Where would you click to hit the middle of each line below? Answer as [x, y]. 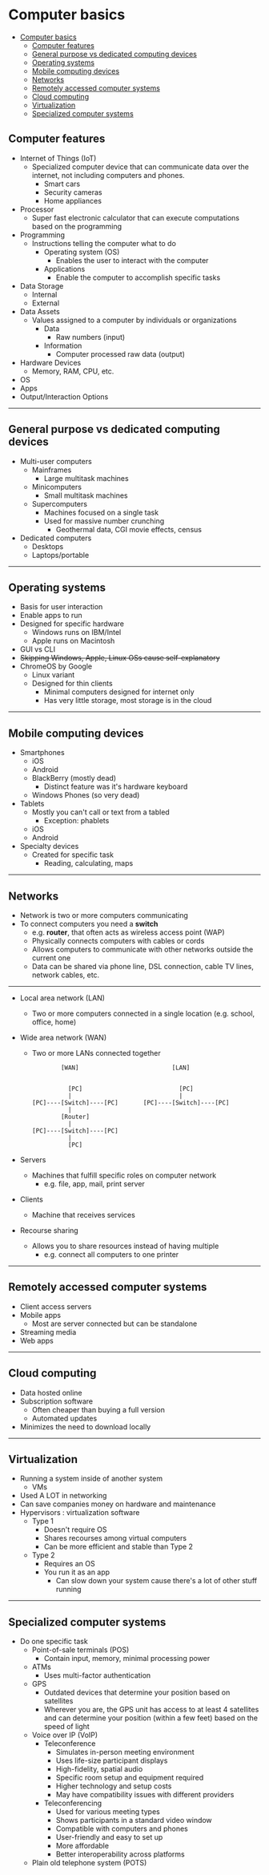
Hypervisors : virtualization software [80, 1513]
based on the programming [77, 226]
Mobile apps [40, 1315]
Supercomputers [60, 503]
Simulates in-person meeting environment [125, 1752]
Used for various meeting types [108, 1812]
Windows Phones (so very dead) [86, 795]
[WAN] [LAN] [125, 1068]
